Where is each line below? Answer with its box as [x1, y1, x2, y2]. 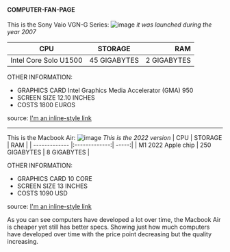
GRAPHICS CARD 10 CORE [16, 175, 92, 183]
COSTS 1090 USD [16, 189, 68, 197]
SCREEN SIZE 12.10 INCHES [16, 94, 96, 102]
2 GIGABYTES [145, 55, 192, 65]
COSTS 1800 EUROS [16, 101, 76, 109]
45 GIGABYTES [89, 55, 139, 65]
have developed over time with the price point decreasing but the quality [7, 230, 212, 238]
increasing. [7, 238, 39, 246]
